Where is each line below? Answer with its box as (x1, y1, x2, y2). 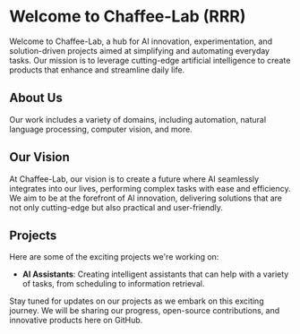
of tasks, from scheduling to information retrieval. (21, 278, 205, 289)
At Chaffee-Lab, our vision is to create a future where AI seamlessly (9, 173, 260, 184)
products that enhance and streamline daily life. (9, 64, 185, 75)
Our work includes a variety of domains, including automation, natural (9, 114, 267, 124)
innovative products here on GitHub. (9, 315, 143, 326)
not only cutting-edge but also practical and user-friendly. (9, 201, 224, 212)
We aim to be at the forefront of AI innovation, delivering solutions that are (9, 193, 282, 203)
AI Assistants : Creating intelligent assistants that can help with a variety (21, 269, 289, 279)
